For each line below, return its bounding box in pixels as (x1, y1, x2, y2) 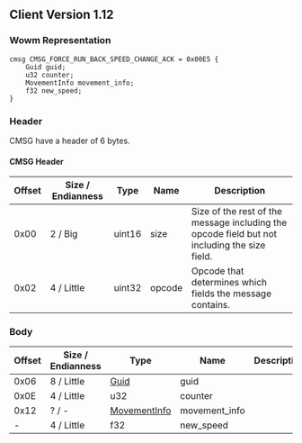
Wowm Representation (9, 34, 111, 47)
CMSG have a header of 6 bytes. (9, 135, 130, 146)
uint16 (113, 228, 142, 240)
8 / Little (49, 375, 85, 388)
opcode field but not (191, 228, 277, 240)
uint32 (113, 282, 142, 294)
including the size (191, 239, 266, 251)
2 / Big (49, 228, 78, 240)
